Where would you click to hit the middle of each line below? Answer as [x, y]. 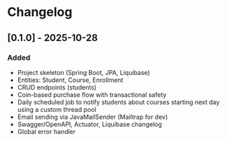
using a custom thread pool [57, 109]
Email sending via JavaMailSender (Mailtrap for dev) [93, 117]
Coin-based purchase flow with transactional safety [92, 94]
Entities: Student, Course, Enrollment [70, 80]
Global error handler [46, 131]
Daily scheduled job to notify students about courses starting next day [118, 102]
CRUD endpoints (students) [57, 87]
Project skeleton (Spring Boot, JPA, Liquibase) [83, 72]
